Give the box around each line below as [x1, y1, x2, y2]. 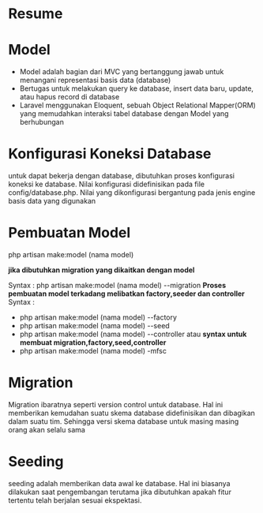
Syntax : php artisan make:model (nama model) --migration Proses [8, 281, 227, 290]
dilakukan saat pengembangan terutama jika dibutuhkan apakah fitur [8, 487, 231, 496]
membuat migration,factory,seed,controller [19, 338, 167, 347]
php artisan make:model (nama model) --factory [19, 313, 178, 322]
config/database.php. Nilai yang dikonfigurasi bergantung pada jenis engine [8, 188, 256, 197]
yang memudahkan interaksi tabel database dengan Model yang [19, 109, 229, 118]
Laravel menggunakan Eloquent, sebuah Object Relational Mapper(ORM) [19, 100, 257, 110]
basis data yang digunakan [8, 197, 96, 206]
